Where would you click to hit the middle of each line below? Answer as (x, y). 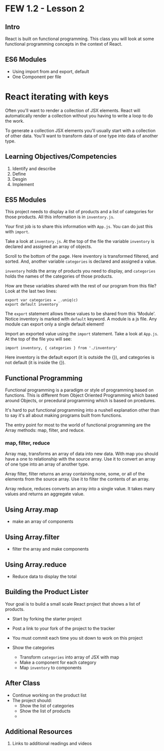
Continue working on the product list (49, 695)
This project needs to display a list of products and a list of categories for (79, 212)
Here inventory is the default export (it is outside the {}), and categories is (80, 357)
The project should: (32, 700)
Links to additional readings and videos (52, 744)
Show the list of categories (47, 705)
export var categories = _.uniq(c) (42, 300)
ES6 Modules (26, 60)
